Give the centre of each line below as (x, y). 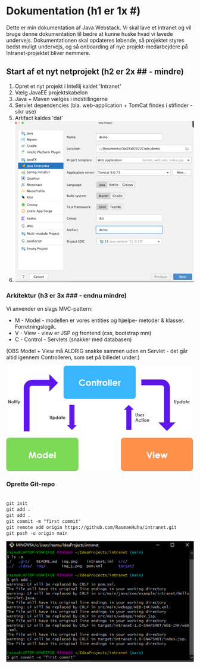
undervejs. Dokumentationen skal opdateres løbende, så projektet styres (95, 40)
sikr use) (26, 111)
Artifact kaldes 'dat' (39, 118)
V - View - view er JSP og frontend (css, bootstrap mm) (83, 333)
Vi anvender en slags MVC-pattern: (49, 308)
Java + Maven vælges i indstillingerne (61, 99)
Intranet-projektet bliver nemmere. (48, 53)
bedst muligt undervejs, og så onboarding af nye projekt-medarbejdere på (97, 47)
